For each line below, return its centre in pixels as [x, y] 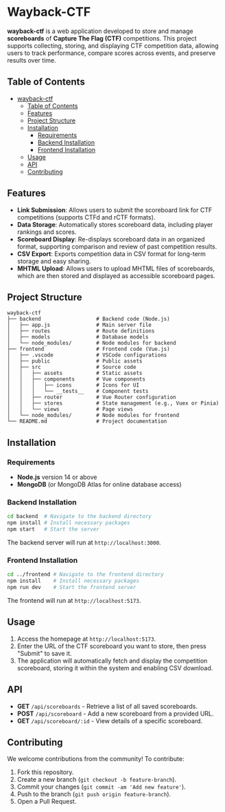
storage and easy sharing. [54, 261]
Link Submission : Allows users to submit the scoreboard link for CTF [115, 210]
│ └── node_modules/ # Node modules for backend [92, 343]
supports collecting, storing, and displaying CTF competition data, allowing [113, 45]
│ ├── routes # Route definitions [81, 331]
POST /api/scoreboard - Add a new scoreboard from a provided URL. [115, 714]
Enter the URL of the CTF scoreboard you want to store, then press [112, 646]
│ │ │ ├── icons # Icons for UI [73, 385]
